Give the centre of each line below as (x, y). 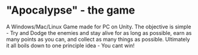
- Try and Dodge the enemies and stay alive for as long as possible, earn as (99, 33)
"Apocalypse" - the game (71, 10)
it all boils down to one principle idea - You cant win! (70, 46)
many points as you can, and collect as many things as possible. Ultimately (98, 39)
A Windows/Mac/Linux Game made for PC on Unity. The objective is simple (99, 27)
